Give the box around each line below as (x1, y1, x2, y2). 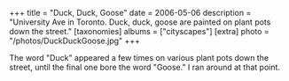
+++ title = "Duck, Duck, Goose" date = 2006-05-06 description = (9, 8, 252, 18)
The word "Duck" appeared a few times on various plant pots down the (9, 53, 269, 63)
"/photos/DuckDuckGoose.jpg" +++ (9, 35, 140, 46)
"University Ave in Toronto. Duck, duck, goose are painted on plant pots (9, 17, 271, 27)
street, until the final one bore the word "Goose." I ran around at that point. (9, 62, 281, 72)
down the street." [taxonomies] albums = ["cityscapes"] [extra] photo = (9, 26, 270, 36)
